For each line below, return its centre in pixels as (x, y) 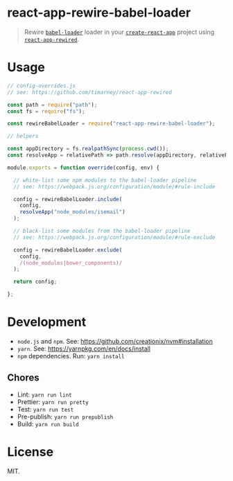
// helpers (23, 137)
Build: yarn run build (48, 423)
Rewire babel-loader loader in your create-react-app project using (119, 32)
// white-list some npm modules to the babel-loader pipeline (105, 180)
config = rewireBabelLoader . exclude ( (68, 250)
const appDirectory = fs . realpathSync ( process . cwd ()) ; (88, 149)
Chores (23, 378)
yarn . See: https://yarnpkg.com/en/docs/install (84, 349)
